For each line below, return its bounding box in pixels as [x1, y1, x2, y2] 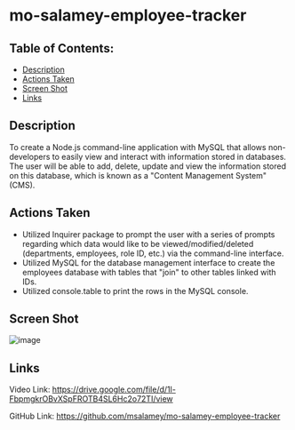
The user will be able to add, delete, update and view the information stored [9, 161, 287, 171]
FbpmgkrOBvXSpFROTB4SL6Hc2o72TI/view [9, 394, 173, 404]
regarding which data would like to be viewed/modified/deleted [21, 238, 254, 249]
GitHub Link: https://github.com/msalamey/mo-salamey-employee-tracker [9, 410, 281, 422]
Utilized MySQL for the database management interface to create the [21, 257, 275, 267]
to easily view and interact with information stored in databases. [52, 151, 287, 162]
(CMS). [9, 179, 36, 190]
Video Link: [9, 384, 51, 395]
